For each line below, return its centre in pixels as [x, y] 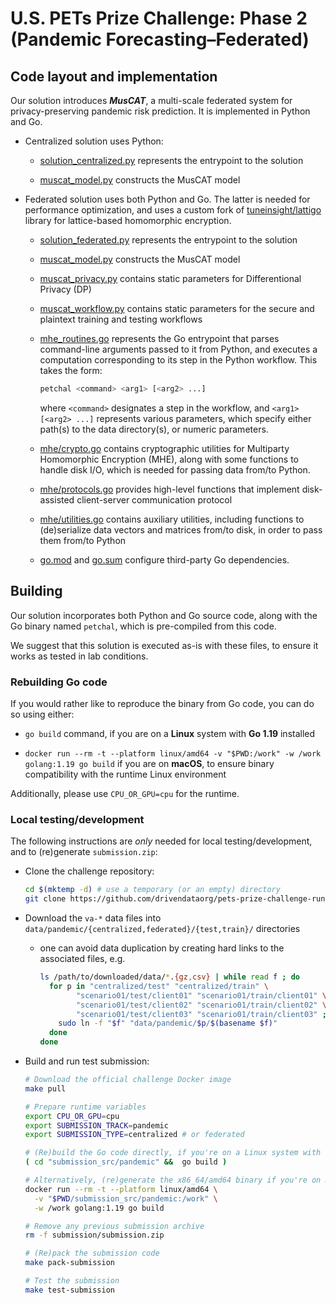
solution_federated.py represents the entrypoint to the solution [168, 240]
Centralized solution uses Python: [94, 141]
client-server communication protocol [154, 499]
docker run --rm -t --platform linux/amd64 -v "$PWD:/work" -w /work [173, 753]
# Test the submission [72, 1281]
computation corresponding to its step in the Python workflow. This [178, 360]
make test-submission [69, 1290]
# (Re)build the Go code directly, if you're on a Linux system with [173, 1153]
